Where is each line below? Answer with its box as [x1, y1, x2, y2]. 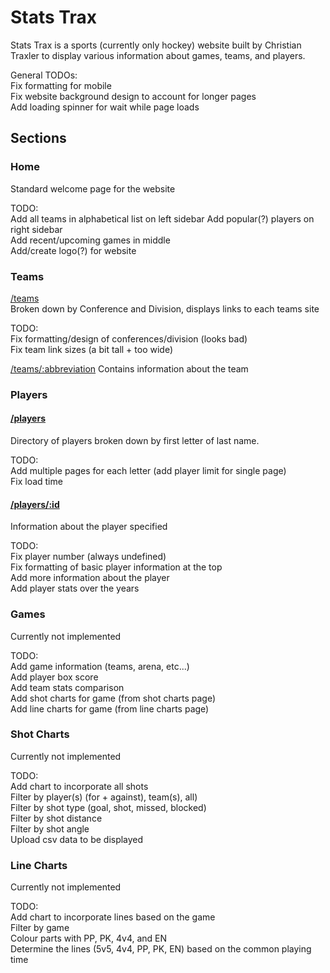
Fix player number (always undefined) [10, 551, 167, 563]
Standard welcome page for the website [10, 182, 176, 195]
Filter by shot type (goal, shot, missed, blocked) [10, 801, 207, 813]
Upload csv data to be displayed [10, 833, 144, 845]
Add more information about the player [10, 572, 170, 584]
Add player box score [10, 671, 99, 683]
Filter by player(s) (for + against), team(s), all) [10, 791, 198, 803]
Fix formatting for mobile [10, 79, 112, 91]
